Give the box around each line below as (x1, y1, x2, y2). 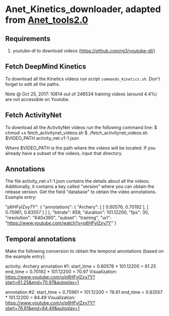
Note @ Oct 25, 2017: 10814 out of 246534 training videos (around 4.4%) (5, 91, 157, 97)
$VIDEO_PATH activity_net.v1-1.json (5, 135, 79, 141)
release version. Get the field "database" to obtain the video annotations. (5, 189, 157, 195)
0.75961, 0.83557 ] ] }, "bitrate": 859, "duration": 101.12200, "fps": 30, (5, 209, 149, 216)
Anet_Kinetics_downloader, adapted (5, 4, 161, 15)
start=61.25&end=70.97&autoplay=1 (5, 279, 79, 286)
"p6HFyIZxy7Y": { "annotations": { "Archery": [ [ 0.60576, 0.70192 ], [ (5, 204, 149, 210)
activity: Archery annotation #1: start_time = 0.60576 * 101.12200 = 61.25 (5, 264, 156, 270)
